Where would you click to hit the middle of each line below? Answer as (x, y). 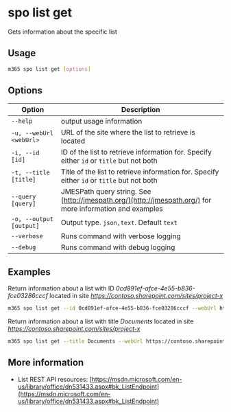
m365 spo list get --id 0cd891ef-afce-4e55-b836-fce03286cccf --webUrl (112, 308)
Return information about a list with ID (61, 288)
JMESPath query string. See (106, 192)
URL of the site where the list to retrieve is (129, 133)
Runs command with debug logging (118, 247)
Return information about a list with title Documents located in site (101, 321)
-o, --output (33, 219)
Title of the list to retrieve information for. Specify (140, 172)
